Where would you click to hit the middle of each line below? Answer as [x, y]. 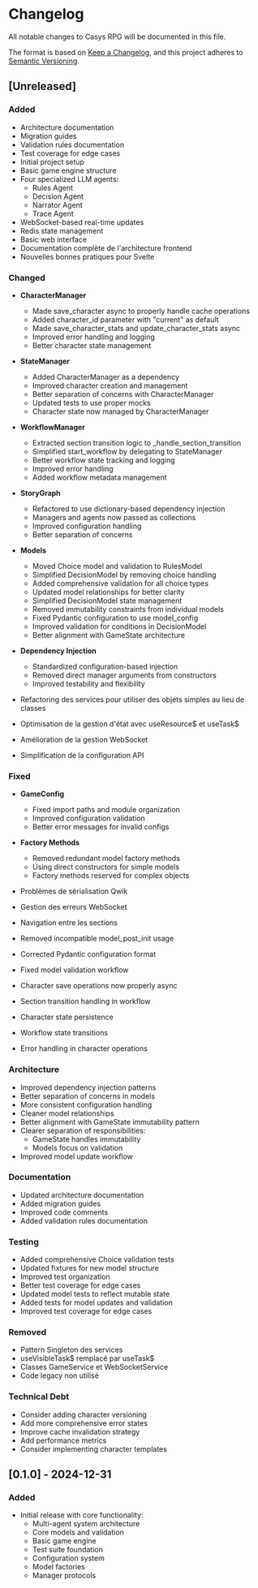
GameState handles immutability [86, 1139]
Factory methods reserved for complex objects [111, 876]
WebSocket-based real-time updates [82, 222]
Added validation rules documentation [84, 1220]
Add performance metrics [63, 1440]
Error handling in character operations [84, 1048]
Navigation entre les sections [69, 923]
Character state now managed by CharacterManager [120, 411]
